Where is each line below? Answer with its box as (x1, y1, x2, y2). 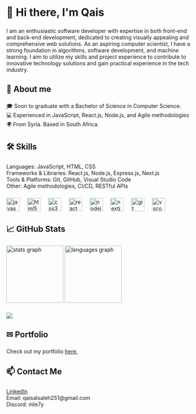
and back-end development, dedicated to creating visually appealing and (6, 34, 189, 41)
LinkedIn (6, 387, 28, 395)
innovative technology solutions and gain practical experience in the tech (6, 60, 189, 67)
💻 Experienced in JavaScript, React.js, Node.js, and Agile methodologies (6, 112, 189, 119)
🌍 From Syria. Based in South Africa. (6, 121, 99, 128)
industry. (6, 66, 29, 74)
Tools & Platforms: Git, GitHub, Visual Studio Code (6, 176, 132, 183)
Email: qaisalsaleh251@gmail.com (6, 394, 91, 401)
